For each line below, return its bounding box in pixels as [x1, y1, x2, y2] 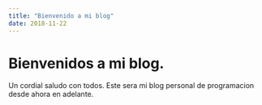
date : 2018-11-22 [8, 19, 67, 27]
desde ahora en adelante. [8, 90, 94, 99]
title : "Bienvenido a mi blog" [8, 11, 114, 20]
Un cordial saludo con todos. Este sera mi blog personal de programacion [8, 81, 255, 90]
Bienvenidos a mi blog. [8, 54, 165, 73]
